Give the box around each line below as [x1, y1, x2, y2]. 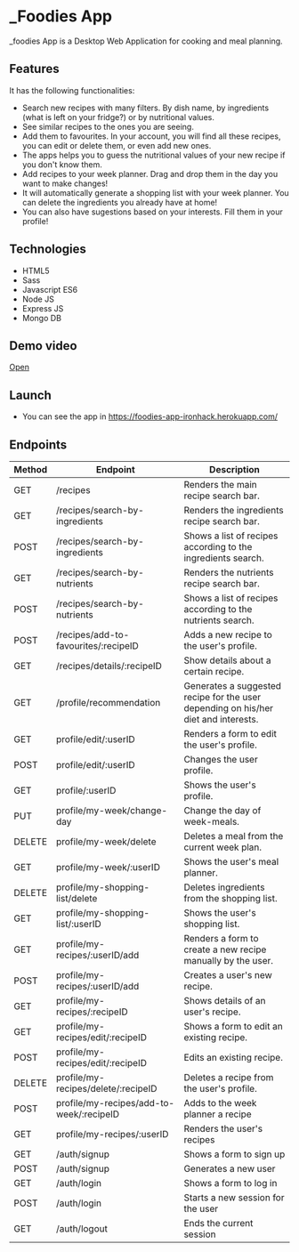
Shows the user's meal [183, 856, 279, 868]
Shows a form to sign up [183, 1148, 286, 1160]
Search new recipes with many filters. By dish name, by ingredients [21, 102, 270, 113]
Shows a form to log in [183, 1177, 278, 1189]
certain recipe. [183, 666, 245, 677]
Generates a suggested [183, 680, 282, 691]
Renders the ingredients [183, 505, 284, 516]
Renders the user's [183, 1123, 263, 1135]
